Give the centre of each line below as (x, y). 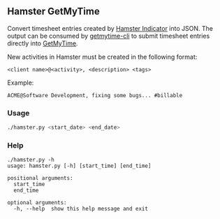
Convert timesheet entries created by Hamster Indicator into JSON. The (110, 28)
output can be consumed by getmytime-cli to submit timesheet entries (109, 36)
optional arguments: (37, 203)
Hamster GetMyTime (53, 12)
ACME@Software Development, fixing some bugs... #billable (95, 95)
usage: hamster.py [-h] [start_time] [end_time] (79, 166)
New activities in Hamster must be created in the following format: (102, 57)
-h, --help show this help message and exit (81, 209)
